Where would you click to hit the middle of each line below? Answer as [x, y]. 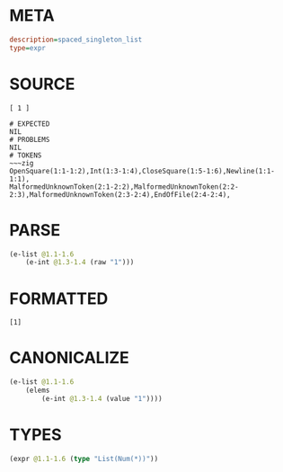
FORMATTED [59, 298]
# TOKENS [26, 155]
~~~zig [22, 163]
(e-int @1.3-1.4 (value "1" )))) [102, 398]
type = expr [28, 48]
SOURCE [42, 84]
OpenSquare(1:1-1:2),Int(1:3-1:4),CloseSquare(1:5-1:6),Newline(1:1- [142, 171]
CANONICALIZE [70, 358]
